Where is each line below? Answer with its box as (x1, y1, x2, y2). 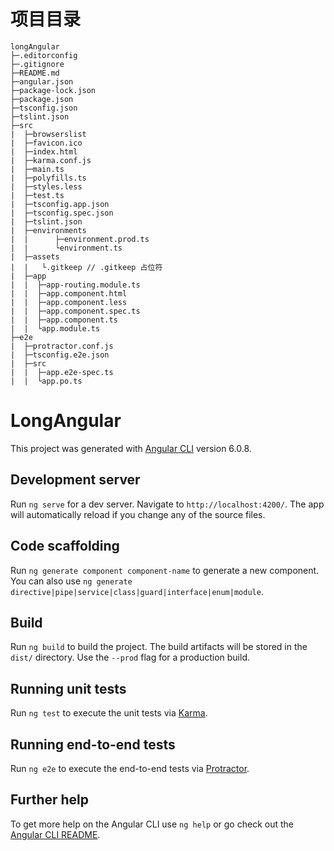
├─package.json (10, 94, 74, 104)
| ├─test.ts (10, 190, 65, 200)
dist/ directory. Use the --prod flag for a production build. (10, 651, 250, 664)
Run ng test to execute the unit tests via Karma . (10, 707, 208, 719)
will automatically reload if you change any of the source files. (10, 508, 266, 520)
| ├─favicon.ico (10, 138, 83, 148)
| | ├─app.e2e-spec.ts (10, 367, 114, 377)
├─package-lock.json (10, 85, 97, 95)
